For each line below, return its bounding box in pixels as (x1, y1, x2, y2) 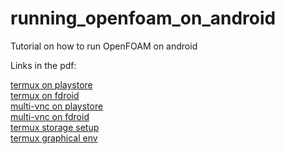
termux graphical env (10, 132, 98, 144)
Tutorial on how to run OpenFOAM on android (10, 40, 198, 52)
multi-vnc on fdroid (10, 110, 90, 122)
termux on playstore (10, 78, 93, 91)
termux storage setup (10, 121, 100, 133)
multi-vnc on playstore (10, 100, 104, 112)
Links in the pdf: (10, 59, 77, 71)
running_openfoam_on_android (10, 7, 277, 30)
